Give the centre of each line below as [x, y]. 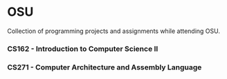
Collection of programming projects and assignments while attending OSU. [113, 31]
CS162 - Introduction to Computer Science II [83, 49]
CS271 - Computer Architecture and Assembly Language [105, 67]
